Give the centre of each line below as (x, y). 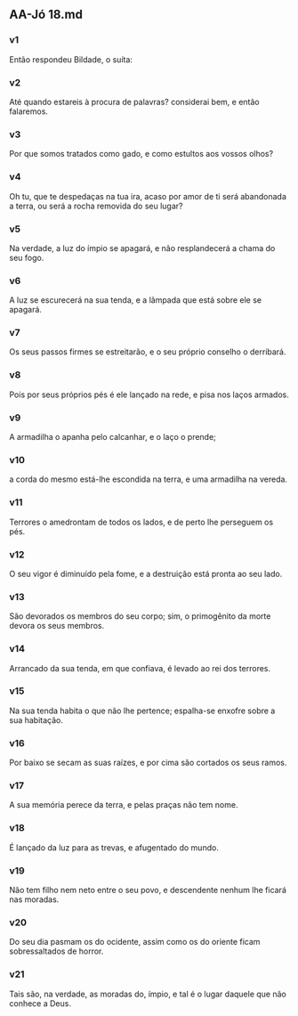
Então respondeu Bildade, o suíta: (71, 59)
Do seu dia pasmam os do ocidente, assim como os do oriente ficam (135, 942)
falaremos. (29, 111)
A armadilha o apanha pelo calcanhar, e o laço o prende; (113, 437)
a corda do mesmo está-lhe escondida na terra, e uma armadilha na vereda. (148, 479)
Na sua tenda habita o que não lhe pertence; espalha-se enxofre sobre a (142, 711)
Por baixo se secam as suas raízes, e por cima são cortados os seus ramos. (148, 763)
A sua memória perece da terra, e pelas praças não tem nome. (124, 805)
